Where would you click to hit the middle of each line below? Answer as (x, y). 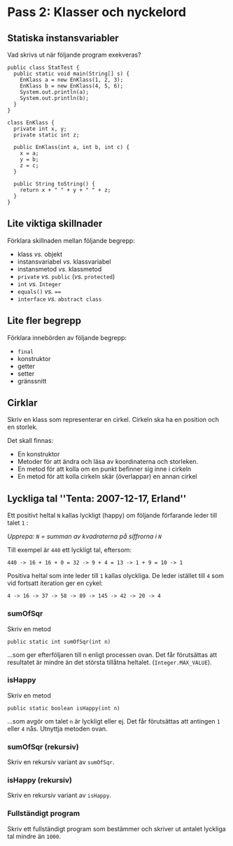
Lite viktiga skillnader (55, 224)
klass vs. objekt (40, 254)
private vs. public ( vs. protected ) (66, 276)
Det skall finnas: (30, 441)
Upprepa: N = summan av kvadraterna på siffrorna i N (85, 537)
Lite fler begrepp (44, 321)
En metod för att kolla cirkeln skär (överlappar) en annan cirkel (107, 477)
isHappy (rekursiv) (40, 780)
